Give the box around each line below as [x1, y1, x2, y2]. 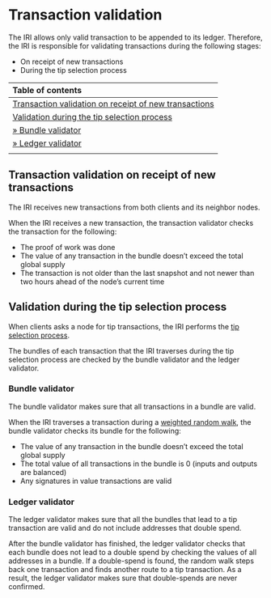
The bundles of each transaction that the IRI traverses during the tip [8, 346, 235, 355]
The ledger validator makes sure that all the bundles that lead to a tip [8, 515, 237, 524]
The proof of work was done [19, 242, 116, 252]
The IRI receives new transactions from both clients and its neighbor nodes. [8, 202, 260, 212]
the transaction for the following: [8, 227, 117, 236]
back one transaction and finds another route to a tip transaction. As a [8, 565, 242, 575]
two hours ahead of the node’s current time [19, 277, 165, 286]
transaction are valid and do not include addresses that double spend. [8, 524, 242, 533]
